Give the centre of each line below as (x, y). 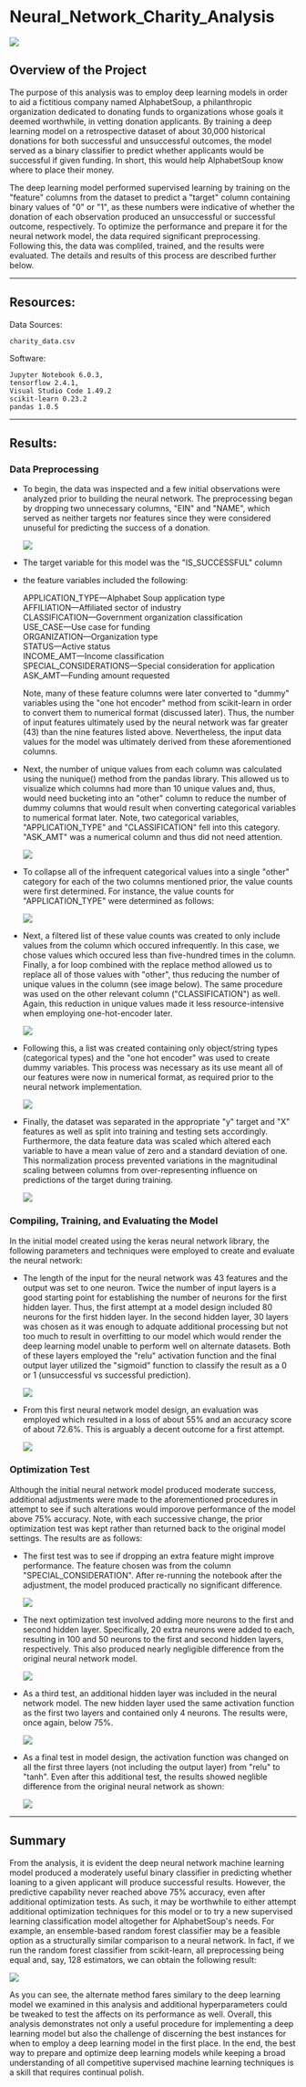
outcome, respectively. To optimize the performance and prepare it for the (148, 226)
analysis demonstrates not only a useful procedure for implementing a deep (152, 2023)
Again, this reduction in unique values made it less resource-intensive (153, 1004)
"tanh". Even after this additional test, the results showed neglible (145, 1777)
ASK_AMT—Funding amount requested (96, 676)
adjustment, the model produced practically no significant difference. (152, 1585)
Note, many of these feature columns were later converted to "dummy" (156, 693)
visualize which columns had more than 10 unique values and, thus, (149, 789)
